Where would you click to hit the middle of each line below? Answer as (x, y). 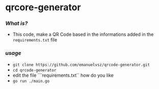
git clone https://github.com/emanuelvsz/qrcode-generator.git (81, 65)
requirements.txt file (35, 40)
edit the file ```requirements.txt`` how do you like (63, 75)
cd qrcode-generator (34, 70)
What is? (17, 24)
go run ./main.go (31, 81)
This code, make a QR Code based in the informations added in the (83, 34)
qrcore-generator (43, 7)
